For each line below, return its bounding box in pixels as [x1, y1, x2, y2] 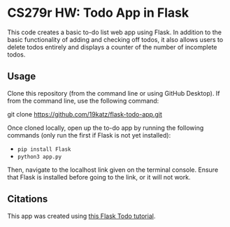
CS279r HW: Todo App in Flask [7, 5, 189, 21]
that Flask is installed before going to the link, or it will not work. [7, 173, 191, 181]
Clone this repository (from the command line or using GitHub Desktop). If [7, 89, 220, 97]
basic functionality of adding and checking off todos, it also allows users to [7, 35, 224, 43]
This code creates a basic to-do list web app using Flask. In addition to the [7, 28, 222, 36]
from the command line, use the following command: [7, 96, 159, 105]
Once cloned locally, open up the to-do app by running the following [7, 124, 204, 132]
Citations [7, 193, 48, 205]
